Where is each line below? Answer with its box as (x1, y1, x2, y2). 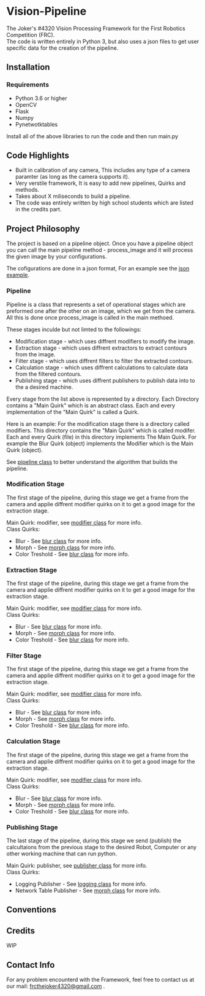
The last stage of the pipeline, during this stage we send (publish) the (6, 837, 182, 844)
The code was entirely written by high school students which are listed (15, 199, 194, 206)
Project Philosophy (6, 223, 80, 234)
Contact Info (6, 960, 55, 970)
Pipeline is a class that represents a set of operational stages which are (6, 300, 186, 308)
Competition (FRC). (6, 31, 55, 38)
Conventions (6, 904, 57, 915)
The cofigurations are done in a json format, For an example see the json (6, 265, 190, 272)
